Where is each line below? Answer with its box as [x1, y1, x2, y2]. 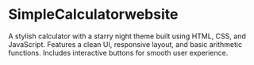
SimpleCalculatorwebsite [8, 5, 179, 23]
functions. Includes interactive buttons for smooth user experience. [8, 48, 229, 57]
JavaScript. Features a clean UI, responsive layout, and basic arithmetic [8, 39, 243, 49]
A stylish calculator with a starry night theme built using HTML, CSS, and [8, 31, 246, 41]
